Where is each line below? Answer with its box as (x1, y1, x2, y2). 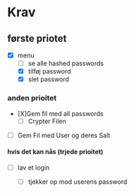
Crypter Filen (28, 117, 67, 125)
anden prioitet (7, 93, 57, 103)
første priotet (7, 33, 67, 45)
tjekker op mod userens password (28, 177, 128, 186)
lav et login (17, 163, 50, 172)
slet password (28, 75, 69, 83)
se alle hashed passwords (28, 59, 104, 68)
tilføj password (28, 67, 71, 76)
